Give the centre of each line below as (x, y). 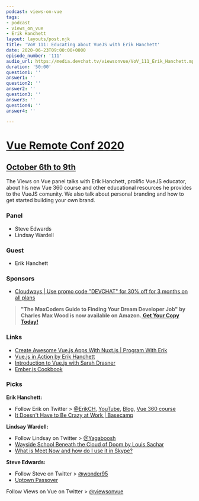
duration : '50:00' (29, 67)
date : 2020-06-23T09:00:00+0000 (46, 50)
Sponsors (20, 278)
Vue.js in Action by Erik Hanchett (55, 356)
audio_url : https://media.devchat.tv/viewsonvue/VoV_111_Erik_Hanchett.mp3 (102, 61)
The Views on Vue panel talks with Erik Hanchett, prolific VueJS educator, (96, 181)
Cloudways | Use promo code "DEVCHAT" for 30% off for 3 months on (101, 292)
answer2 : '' (21, 89)
